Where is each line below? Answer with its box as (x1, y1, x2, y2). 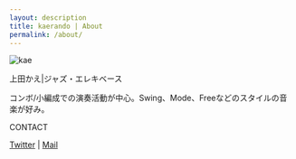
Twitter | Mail (9, 139, 59, 150)
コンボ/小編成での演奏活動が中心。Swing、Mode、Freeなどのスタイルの (9, 92, 280, 104)
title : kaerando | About (9, 22, 103, 31)
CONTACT (9, 122, 48, 133)
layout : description (9, 13, 88, 23)
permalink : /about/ (9, 30, 83, 39)
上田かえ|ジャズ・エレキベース (9, 73, 123, 84)
